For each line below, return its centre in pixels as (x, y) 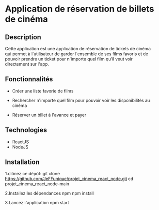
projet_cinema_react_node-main (37, 184)
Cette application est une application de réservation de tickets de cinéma (78, 49)
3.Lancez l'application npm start (37, 203)
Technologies (26, 130)
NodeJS (20, 147)
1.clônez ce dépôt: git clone (32, 174)
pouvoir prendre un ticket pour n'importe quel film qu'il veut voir (69, 59)
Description (23, 37)
